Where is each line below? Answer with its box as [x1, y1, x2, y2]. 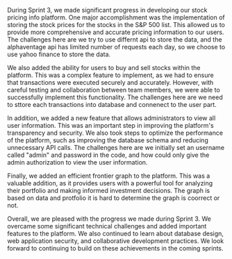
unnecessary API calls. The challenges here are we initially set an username [7, 144, 224, 151]
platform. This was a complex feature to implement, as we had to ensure [7, 71, 214, 79]
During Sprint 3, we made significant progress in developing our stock [7, 6, 208, 14]
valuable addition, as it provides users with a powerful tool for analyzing [7, 179, 213, 187]
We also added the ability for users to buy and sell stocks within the [7, 64, 201, 72]
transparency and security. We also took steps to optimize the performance [7, 128, 224, 137]
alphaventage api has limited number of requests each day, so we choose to [7, 43, 226, 51]
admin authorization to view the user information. [7, 158, 148, 166]
